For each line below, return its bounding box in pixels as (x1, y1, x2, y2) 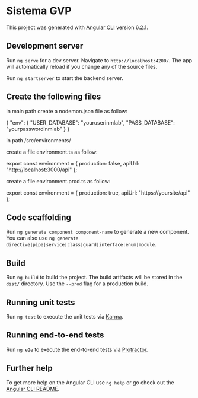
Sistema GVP (6, 4, 72, 18)
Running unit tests (6, 297, 75, 307)
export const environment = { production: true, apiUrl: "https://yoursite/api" (6, 189, 190, 196)
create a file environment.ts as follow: (6, 148, 98, 155)
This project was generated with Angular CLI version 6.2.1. (6, 24, 148, 31)
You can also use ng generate (6, 234, 79, 241)
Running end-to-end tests (6, 330, 104, 340)
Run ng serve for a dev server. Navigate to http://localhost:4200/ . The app (6, 56, 193, 63)
